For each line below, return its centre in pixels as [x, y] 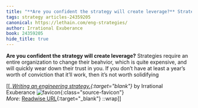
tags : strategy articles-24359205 [49, 17]
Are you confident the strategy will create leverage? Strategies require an [97, 56]
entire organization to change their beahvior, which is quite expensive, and [97, 62]
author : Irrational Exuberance [44, 28]
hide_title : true [27, 39]
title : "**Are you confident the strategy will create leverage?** [91, 12]
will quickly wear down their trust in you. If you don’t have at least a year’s [96, 68]
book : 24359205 [25, 34]
